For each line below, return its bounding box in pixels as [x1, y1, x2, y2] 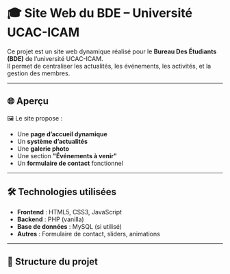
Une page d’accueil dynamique [16, 129, 107, 138]
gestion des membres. [7, 69, 71, 77]
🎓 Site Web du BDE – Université [7, 5, 193, 21]
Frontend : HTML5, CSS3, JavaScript [16, 208, 122, 216]
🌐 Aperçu [7, 95, 49, 107]
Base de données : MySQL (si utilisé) [16, 222, 122, 230]
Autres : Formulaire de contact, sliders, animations [16, 229, 161, 238]
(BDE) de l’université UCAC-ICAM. [7, 54, 104, 62]
